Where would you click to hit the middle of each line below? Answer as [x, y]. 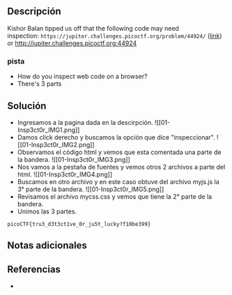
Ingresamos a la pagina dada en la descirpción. [85, 122]
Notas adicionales [47, 246]
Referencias [34, 269]
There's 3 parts [39, 84]
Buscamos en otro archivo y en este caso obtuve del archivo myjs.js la [118, 181]
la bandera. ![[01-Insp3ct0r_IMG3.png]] [74, 159]
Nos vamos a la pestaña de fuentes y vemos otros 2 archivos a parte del [121, 167]
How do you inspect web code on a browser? [82, 77]
